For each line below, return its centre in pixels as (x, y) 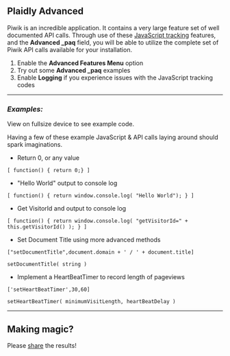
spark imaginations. (35, 145)
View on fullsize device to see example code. (71, 124)
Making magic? (40, 329)
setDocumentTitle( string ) (47, 264)
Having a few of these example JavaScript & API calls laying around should (113, 137)
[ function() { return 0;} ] (49, 171)
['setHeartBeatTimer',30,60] (49, 290)
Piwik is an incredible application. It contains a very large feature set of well (113, 27)
